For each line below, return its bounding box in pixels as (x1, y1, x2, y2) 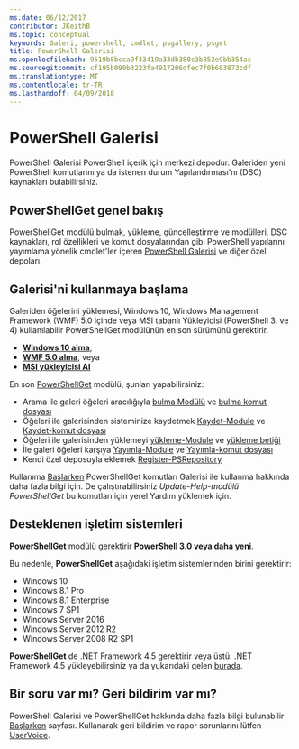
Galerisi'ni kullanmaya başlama (9, 282, 189, 297)
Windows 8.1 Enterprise (22, 595, 110, 606)
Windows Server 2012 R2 (22, 624, 117, 634)
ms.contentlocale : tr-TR (9, 80, 103, 89)
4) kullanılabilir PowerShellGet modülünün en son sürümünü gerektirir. (9, 325, 268, 336)
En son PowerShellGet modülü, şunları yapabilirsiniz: (9, 379, 204, 390)
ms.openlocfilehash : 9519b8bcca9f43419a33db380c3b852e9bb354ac (9, 55, 252, 64)
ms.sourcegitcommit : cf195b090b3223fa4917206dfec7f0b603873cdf (9, 64, 252, 73)
